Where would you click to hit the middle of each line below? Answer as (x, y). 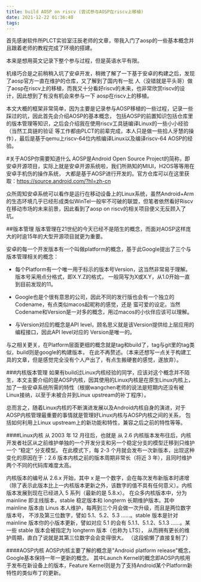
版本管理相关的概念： (32, 257)
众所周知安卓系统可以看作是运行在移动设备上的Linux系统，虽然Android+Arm (100, 194)
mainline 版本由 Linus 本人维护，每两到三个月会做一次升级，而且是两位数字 (99, 508)
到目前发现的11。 (36, 284)
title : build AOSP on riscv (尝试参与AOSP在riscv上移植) (75, 12)
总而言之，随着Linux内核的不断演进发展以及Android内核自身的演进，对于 (96, 408)
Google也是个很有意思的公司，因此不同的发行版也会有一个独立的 (95, 297)
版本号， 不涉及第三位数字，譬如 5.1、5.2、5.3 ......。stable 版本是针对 (92, 516)
